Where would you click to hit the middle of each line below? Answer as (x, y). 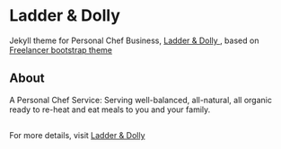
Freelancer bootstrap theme (61, 49)
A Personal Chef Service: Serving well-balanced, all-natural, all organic (140, 100)
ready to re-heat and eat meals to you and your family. (110, 110)
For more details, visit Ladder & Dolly (77, 136)
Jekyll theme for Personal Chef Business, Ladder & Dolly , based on (134, 40)
